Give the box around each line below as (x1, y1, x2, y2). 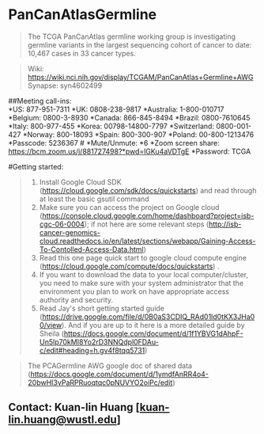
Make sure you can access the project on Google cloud (39, 202, 220, 211)
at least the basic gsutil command (39, 194, 149, 204)
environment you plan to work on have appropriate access (39, 287, 229, 296)
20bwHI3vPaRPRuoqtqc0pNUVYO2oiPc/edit (27, 378, 173, 387)
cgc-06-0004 (39, 219, 85, 229)
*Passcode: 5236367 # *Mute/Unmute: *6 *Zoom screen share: (8, 138, 220, 147)
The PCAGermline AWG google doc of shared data (27, 360, 192, 370)
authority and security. (39, 295, 113, 304)
